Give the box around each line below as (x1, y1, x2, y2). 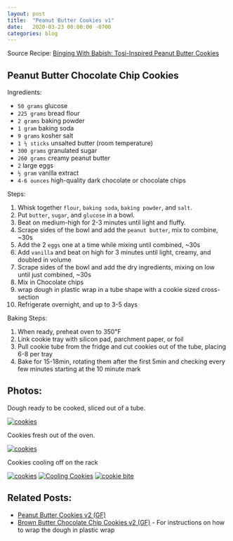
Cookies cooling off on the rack (7, 457, 98, 467)
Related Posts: (7, 492, 72, 504)
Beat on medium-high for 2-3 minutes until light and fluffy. (17, 218, 186, 227)
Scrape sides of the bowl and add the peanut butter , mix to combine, (17, 226, 219, 234)
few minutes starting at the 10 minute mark (17, 365, 142, 373)
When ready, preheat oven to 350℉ (17, 328, 121, 336)
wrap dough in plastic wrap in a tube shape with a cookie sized (17, 286, 200, 294)
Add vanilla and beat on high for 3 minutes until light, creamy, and (17, 248, 211, 257)
